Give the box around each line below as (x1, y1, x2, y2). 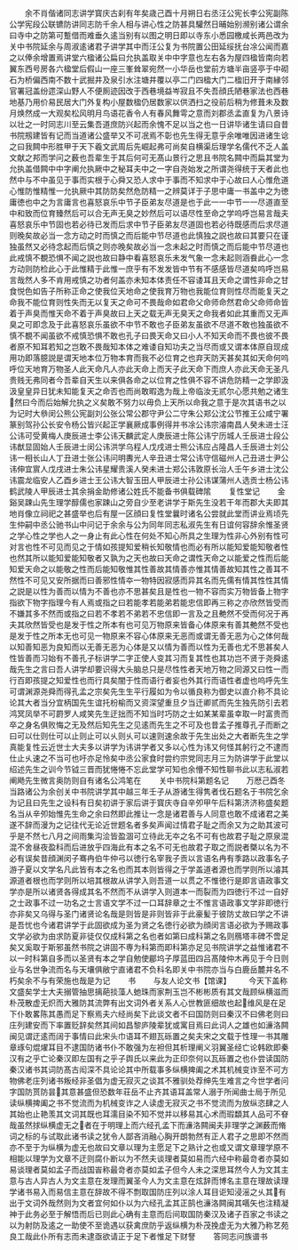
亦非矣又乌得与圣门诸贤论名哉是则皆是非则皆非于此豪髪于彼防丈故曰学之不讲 (9, 908, 289, 919)
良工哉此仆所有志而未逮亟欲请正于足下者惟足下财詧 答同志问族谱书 (9, 1231, 268, 1241)
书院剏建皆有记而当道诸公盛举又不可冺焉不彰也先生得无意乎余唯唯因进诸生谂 (9, 130, 289, 141)
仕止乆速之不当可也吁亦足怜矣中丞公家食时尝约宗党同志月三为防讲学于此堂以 (9, 753, 289, 763)
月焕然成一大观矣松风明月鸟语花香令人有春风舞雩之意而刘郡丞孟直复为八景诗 (9, 108, 289, 118)
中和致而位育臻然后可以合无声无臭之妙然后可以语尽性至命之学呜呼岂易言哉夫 (9, 208, 289, 218)
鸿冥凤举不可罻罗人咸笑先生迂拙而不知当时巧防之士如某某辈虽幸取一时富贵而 (9, 708, 289, 719)
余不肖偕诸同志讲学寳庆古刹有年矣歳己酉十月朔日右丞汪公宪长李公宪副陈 (24, 8, 289, 18)
